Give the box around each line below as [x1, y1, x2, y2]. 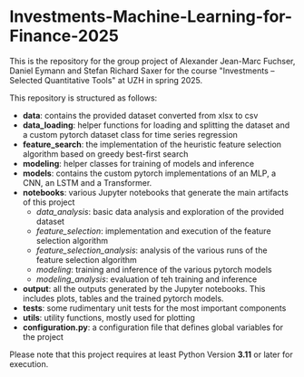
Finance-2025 [9, 25, 120, 46]
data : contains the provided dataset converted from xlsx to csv [22, 110, 259, 121]
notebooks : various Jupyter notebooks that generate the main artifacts [22, 187, 289, 198]
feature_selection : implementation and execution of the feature [35, 225, 271, 237]
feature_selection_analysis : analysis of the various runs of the [35, 245, 268, 256]
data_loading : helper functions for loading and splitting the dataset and [22, 120, 290, 130]
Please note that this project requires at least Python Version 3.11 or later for [9, 349, 293, 360]
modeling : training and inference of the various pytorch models [35, 264, 272, 275]
